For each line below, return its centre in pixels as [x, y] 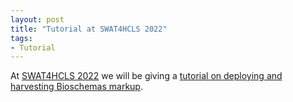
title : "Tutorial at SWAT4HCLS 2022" [89, 29]
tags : [21, 38]
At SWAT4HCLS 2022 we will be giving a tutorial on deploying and [146, 76]
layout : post [37, 19]
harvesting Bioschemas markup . [76, 87]
